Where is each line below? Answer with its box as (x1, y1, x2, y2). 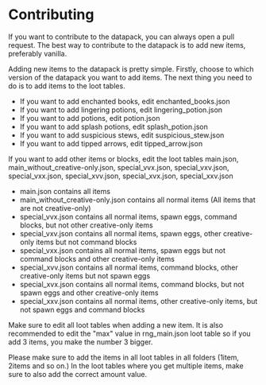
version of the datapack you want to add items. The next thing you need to (8, 72, 253, 82)
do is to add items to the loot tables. (8, 81, 125, 91)
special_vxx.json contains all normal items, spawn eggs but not (19, 245, 226, 255)
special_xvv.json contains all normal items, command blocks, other (19, 262, 238, 272)
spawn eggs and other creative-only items (19, 288, 159, 297)
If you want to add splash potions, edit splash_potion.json (19, 122, 208, 131)
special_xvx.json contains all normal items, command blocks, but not (19, 279, 245, 289)
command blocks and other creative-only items (19, 254, 175, 263)
